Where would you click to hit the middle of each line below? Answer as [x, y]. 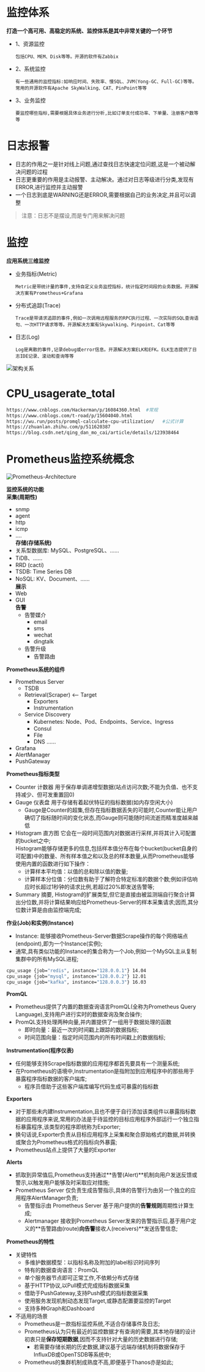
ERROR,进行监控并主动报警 [49, 187]
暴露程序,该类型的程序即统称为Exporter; [71, 1127]
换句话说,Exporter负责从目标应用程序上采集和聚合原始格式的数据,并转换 [105, 1134]
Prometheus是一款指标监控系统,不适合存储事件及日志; [92, 1323]
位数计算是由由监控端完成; [48, 910]
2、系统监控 [30, 69]
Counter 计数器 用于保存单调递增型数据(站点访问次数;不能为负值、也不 [104, 787]
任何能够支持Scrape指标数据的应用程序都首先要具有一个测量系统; [97, 1063]
